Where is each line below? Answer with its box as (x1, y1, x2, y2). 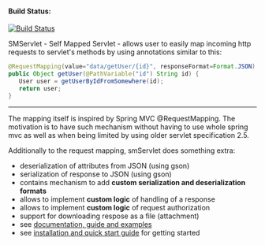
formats (19, 186, 47, 195)
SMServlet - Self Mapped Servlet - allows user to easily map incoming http (8, 39, 252, 49)
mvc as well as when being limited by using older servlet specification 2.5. (8, 130, 250, 139)
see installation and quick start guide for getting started (19, 228, 200, 237)
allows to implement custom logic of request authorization (19, 202, 211, 212)
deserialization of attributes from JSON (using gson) (19, 161, 190, 170)
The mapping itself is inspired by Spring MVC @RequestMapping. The (8, 113, 236, 123)
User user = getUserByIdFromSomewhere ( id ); (18, 77, 164, 85)
